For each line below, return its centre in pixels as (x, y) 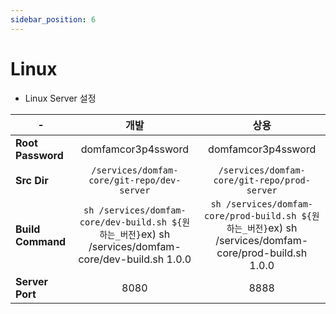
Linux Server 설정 (60, 98)
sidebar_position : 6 (53, 19)
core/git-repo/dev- (135, 180)
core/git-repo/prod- (262, 180)
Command (41, 241)
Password (39, 155)
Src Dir (32, 180)
